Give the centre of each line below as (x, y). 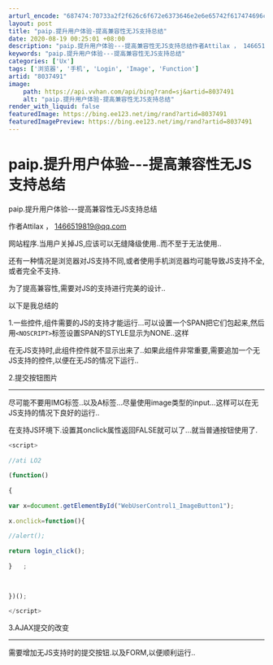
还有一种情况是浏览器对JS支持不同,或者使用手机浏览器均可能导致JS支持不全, (137, 260)
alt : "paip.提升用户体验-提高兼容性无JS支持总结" (99, 99)
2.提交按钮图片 (33, 377)
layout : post (30, 24)
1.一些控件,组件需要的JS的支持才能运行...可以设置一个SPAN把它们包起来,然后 (136, 323)
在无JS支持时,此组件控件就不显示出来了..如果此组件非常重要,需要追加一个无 (134, 350)
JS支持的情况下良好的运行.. (54, 412)
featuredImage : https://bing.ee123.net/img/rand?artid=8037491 (118, 115)
